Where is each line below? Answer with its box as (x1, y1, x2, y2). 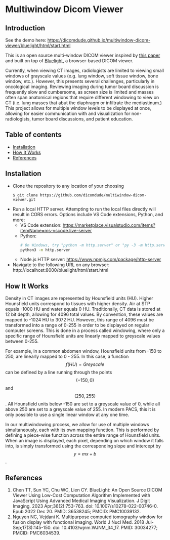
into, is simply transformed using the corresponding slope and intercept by (5, 443, 161, 449)
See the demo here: (5, 37, 47, 43)
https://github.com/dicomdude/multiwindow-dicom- (39, 192, 147, 198)
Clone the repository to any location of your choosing (12, 183, 124, 189)
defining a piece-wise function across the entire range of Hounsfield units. (5, 432, 161, 438)
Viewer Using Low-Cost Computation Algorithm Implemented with (12, 492, 151, 498)
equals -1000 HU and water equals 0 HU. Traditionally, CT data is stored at (5, 306, 161, 312)
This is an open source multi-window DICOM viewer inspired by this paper (5, 52, 160, 58)
